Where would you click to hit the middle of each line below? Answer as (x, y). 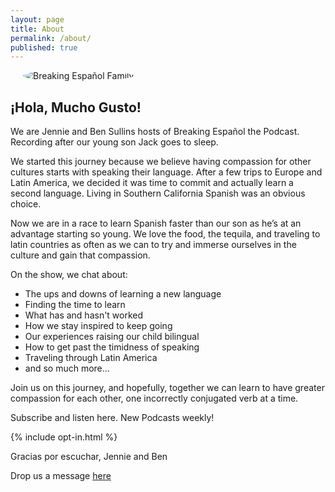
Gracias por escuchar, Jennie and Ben (89, 457)
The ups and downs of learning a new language (123, 294)
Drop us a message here (61, 476)
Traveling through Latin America (91, 358)
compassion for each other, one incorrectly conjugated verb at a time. (154, 398)
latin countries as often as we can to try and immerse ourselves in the (153, 245)
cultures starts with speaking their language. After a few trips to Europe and (166, 172)
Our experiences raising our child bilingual (112, 337)
